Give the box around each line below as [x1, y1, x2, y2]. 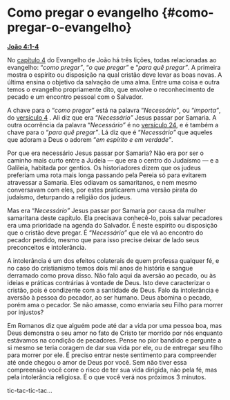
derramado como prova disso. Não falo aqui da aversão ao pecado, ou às [7, 271, 216, 280]
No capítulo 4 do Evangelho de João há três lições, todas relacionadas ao [7, 55, 217, 64]
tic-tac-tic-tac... [7, 386, 53, 394]
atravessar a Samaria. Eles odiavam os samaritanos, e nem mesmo [7, 178, 198, 186]
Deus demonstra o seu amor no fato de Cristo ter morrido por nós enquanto [7, 329, 223, 337]
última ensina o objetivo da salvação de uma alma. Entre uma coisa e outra [7, 78, 220, 86]
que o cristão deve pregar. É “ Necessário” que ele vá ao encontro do [7, 228, 204, 237]
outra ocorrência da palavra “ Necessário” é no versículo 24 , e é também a [7, 120, 219, 129]
